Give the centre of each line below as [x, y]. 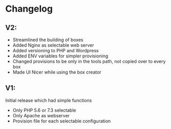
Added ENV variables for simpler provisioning [60, 56]
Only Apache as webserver [41, 115]
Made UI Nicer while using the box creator [57, 72]
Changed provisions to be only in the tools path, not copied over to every [89, 61]
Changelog [29, 9]
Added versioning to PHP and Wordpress [56, 51]
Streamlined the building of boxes [48, 40]
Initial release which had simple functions [49, 100]
